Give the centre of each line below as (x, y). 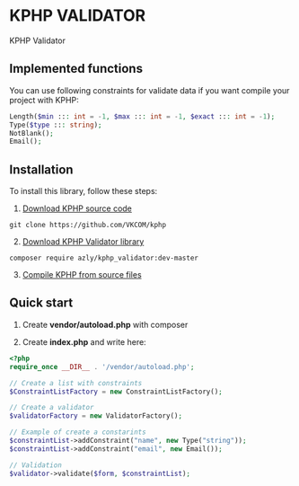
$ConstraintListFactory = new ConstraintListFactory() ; (116, 392)
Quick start (41, 303)
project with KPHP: (44, 100)
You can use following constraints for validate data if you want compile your (149, 90)
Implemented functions (76, 69)
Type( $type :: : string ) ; (56, 125)
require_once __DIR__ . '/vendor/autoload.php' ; (102, 367)
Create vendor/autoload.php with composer (105, 324)
